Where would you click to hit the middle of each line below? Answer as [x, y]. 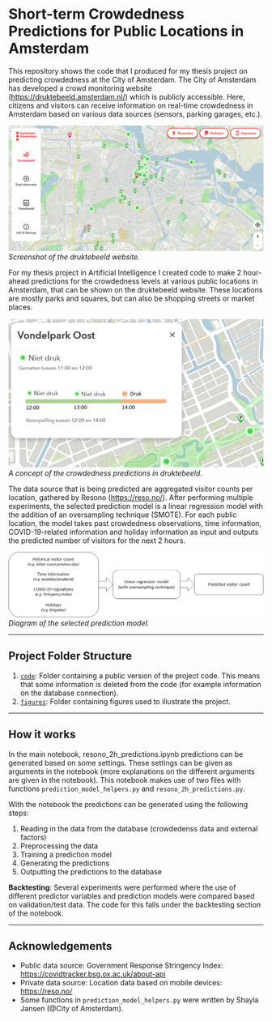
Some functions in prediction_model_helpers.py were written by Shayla [139, 1000]
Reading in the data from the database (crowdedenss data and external [139, 828]
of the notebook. [36, 913]
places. [21, 307]
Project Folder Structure [70, 656]
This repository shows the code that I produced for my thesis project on [128, 70]
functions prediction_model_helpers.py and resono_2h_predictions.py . [127, 788]
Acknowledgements [60, 946]
